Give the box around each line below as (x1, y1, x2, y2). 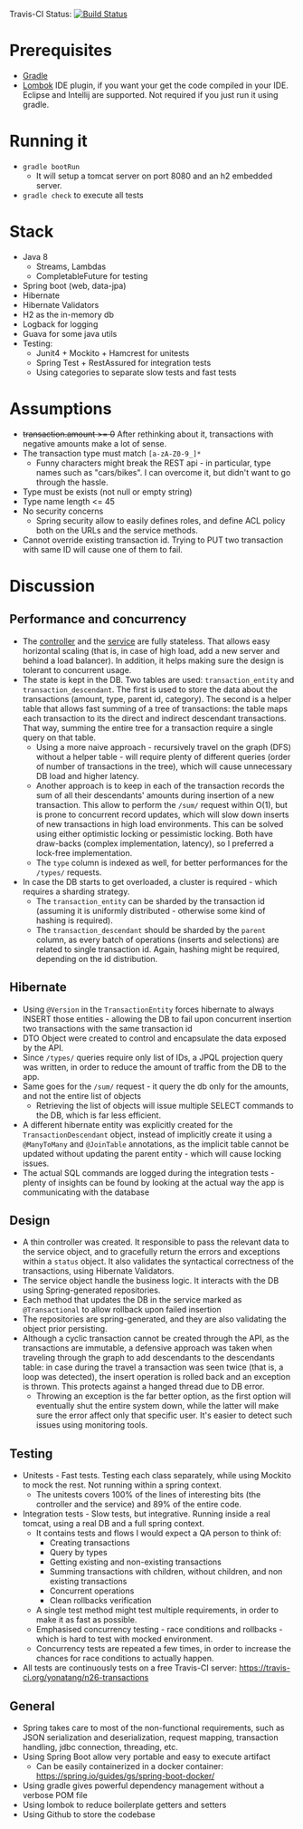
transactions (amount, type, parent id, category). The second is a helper (22, 693, 292, 704)
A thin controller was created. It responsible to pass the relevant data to (22, 1237, 289, 1247)
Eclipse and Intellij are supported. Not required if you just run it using (22, 89, 279, 100)
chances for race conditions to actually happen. (35, 1653, 214, 1664)
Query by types (49, 1547, 108, 1558)
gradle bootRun (22, 162, 80, 171)
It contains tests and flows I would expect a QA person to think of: (35, 1527, 282, 1539)
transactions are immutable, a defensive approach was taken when (22, 1343, 273, 1353)
